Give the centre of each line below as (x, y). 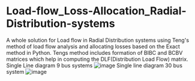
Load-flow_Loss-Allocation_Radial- (97, 11)
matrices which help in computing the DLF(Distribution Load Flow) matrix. (97, 59)
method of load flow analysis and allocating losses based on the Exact (93, 46)
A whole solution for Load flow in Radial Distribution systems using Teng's (98, 40)
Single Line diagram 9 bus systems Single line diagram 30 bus (94, 65)
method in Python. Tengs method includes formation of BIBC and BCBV (94, 52)
